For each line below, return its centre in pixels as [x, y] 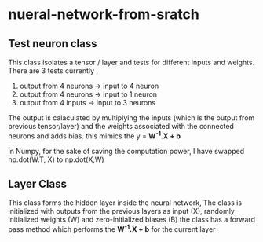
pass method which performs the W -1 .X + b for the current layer [112, 229]
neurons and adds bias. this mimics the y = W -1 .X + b [95, 135]
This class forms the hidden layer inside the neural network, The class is [125, 203]
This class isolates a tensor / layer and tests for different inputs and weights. [131, 62]
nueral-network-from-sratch [104, 15]
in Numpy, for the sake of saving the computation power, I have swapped [126, 151]
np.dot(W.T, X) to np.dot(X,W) [56, 159]
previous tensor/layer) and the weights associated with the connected [121, 126]
